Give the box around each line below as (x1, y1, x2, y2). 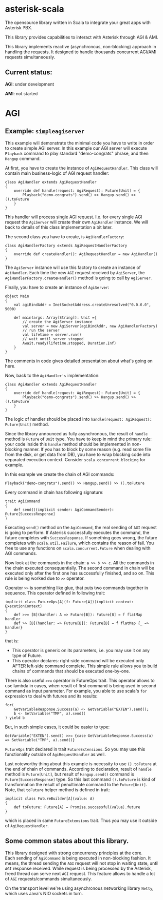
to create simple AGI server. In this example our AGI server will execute (5, 145, 147, 151)
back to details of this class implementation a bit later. (5, 224, 113, 230)
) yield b (5, 715, 25, 720)
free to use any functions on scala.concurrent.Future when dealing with (5, 545, 151, 551)
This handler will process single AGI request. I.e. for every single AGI (5, 214, 143, 220)
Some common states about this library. (5, 837, 129, 845)
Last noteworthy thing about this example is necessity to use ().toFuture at (5, 760, 157, 767)
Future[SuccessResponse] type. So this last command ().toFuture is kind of (5, 776, 156, 782)
